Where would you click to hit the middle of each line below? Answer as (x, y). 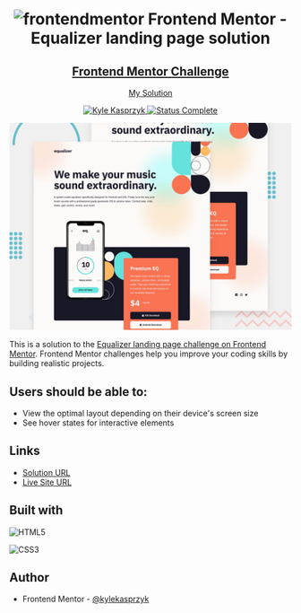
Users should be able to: (78, 392)
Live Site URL (47, 482)
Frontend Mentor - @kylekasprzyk (86, 599)
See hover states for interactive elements (98, 423)
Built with (36, 510)
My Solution (150, 93)
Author (29, 578)
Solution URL (46, 472)
